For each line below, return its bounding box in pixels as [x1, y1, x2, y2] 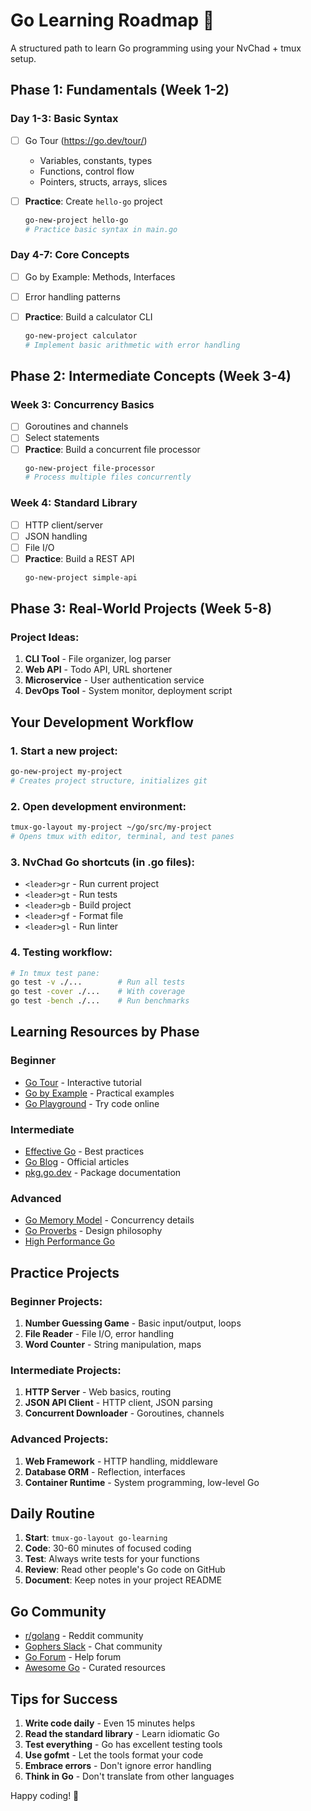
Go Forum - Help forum [24, 1651, 122, 1663]
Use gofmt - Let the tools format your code [24, 1749, 204, 1761]
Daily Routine [10, 1505, 96, 1522]
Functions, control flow [39, 165, 135, 177]
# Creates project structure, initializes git [10, 776, 208, 786]
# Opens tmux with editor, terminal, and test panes [10, 832, 235, 842]
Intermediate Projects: [10, 1363, 122, 1377]
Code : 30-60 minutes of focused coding [24, 1542, 192, 1554]
